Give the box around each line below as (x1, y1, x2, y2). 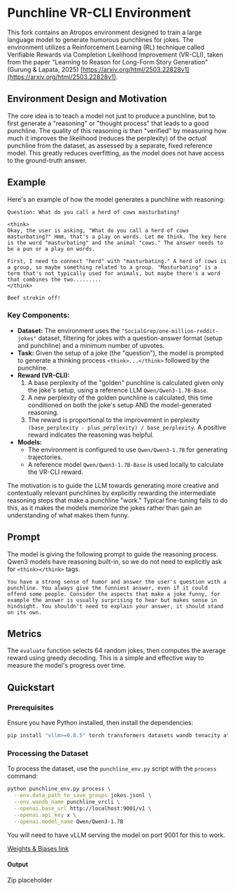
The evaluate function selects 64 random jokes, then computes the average (7, 646, 226, 655)
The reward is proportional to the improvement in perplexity (27, 415, 200, 424)
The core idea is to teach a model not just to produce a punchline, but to (7, 111, 215, 120)
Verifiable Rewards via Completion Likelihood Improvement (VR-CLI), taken (7, 50, 224, 59)
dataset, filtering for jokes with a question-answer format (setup (38, 334, 222, 342)
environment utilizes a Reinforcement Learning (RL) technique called (7, 43, 205, 51)
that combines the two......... (7, 276, 101, 283)
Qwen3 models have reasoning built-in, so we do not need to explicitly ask (7, 557, 222, 566)
